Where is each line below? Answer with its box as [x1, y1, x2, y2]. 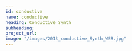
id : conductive [5, 8, 43, 15]
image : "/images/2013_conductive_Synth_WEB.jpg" [5, 36, 127, 42]
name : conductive [5, 14, 48, 20]
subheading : [5, 25, 35, 31]
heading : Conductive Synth [5, 19, 72, 25]
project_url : [5, 30, 38, 36]
